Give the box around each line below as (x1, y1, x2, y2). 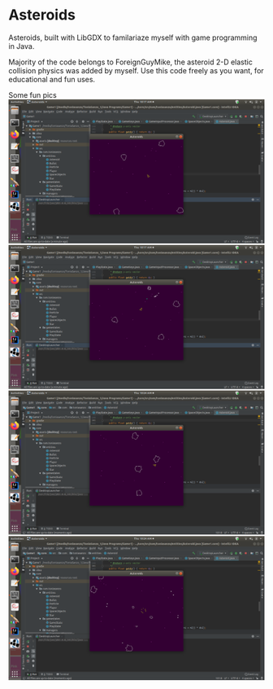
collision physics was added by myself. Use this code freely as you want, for (8, 65, 264, 75)
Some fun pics (8, 90, 57, 99)
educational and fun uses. (8, 74, 96, 84)
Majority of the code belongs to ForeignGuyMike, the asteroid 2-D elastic (8, 57, 253, 67)
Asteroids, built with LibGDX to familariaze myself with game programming (8, 33, 258, 42)
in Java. (8, 41, 35, 50)
